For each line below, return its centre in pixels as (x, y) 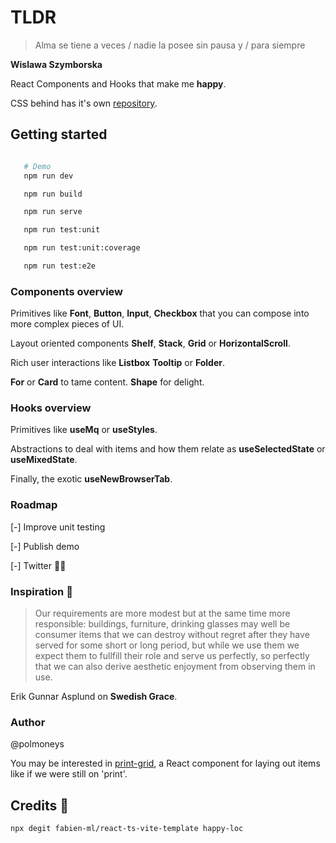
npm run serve (53, 212)
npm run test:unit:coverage (82, 248)
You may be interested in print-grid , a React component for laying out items (165, 763)
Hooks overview (51, 408)
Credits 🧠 (40, 805)
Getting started (59, 134)
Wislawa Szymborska (56, 64)
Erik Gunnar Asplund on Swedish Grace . (94, 697)
